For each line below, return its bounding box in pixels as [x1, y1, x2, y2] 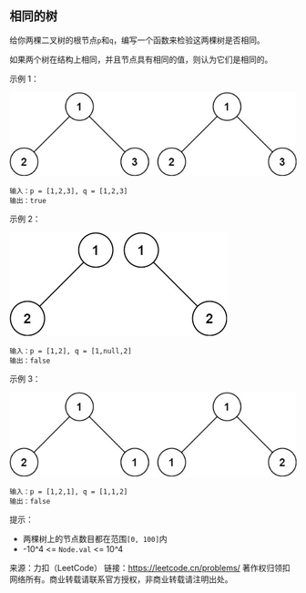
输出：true [9, 197, 47, 206]
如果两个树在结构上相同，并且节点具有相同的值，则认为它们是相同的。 [9, 54, 273, 65]
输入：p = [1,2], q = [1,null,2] [9, 347, 132, 356]
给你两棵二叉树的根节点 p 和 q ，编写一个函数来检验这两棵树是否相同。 [9, 35, 266, 46]
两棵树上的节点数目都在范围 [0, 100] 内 [22, 533, 168, 544]
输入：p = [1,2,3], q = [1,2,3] [9, 187, 128, 196]
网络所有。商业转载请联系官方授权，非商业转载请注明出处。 [9, 573, 233, 585]
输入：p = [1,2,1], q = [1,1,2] [9, 486, 128, 496]
